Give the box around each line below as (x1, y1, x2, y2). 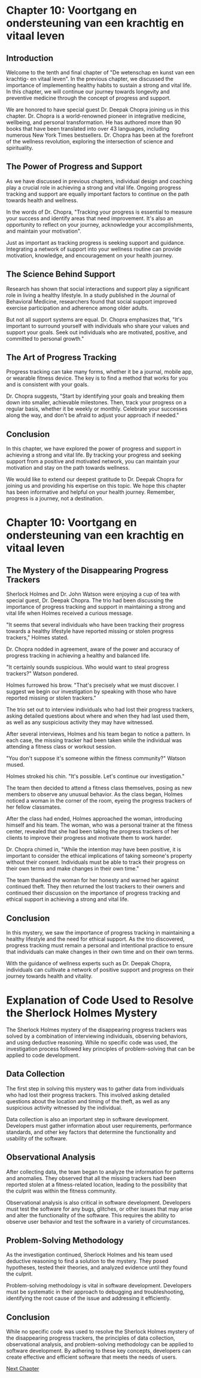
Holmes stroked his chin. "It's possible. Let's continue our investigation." (6, 773, 185, 780)
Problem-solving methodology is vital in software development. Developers (6, 1282, 192, 1289)
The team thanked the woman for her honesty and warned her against (6, 876, 179, 884)
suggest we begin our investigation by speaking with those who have (6, 688, 176, 695)
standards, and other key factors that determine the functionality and (6, 1128, 176, 1136)
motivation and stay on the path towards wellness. (6, 464, 130, 472)
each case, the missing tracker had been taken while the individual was (6, 737, 182, 744)
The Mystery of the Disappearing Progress (6, 565, 169, 575)
